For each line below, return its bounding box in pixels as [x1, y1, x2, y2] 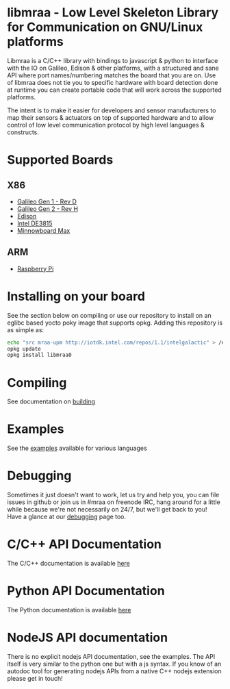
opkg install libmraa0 [7, 351, 72, 359]
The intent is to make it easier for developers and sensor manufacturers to [7, 106, 216, 114]
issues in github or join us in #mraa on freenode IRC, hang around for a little [7, 498, 220, 506]
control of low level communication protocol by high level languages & [7, 121, 205, 129]
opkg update [7, 345, 41, 352]
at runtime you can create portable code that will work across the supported [7, 86, 222, 94]
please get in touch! [7, 674, 63, 682]
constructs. [7, 128, 40, 136]
